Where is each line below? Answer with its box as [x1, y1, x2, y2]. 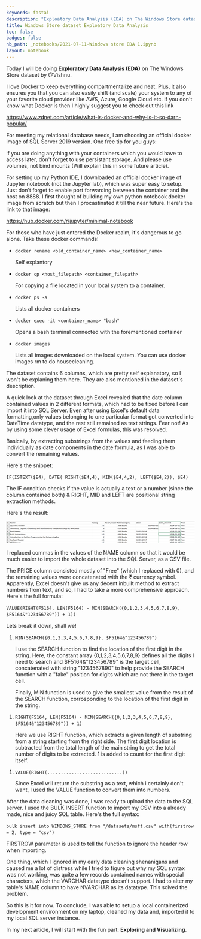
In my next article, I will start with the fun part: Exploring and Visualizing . [6, 926, 187, 933]
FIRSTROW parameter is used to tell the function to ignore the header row [6, 840, 188, 847]
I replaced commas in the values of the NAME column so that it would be [6, 549, 185, 556]
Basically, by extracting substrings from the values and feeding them [6, 437, 175, 444]
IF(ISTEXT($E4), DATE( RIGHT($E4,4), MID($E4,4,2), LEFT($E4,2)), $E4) [6, 474, 188, 480]
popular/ [6, 120, 27, 127]
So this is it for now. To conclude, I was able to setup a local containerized [6, 901, 188, 908]
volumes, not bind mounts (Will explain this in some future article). [6, 162, 169, 169]
